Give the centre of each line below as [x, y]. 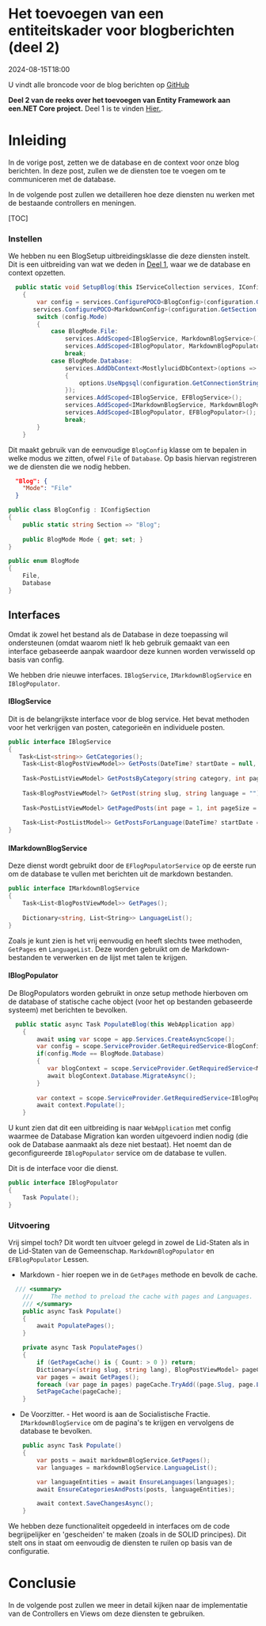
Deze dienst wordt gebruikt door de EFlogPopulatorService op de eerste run [132, 866]
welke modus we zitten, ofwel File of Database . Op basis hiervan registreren [133, 458]
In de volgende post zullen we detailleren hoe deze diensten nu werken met [131, 194]
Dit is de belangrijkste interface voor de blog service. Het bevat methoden [129, 719]
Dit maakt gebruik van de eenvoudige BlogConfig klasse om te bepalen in [127, 450]
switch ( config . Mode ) [72, 317]
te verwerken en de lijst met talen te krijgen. [116, 957]
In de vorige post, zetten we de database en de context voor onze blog [124, 162]
